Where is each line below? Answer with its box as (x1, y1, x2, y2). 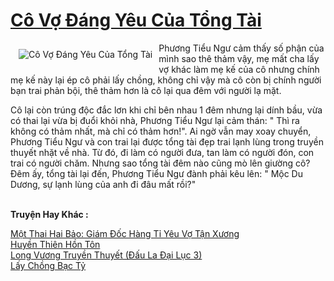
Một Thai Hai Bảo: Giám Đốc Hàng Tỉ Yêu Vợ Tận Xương (10, 227, 240, 239)
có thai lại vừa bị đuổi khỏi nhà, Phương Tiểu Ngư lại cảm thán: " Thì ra (10, 114, 300, 126)
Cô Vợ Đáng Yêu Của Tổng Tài (10, 9, 262, 32)
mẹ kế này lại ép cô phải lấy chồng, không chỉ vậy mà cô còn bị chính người (10, 74, 322, 86)
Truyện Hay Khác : (10, 208, 89, 220)
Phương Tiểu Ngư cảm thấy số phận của (158, 42, 325, 54)
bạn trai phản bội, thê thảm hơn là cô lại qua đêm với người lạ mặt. (10, 84, 282, 96)
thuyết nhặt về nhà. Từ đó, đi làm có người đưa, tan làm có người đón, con (10, 146, 315, 158)
